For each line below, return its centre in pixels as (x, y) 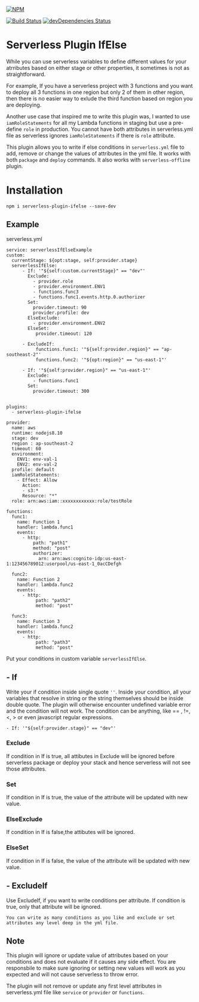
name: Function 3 (39, 621)
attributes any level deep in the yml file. (62, 923)
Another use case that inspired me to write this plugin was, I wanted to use (98, 116)
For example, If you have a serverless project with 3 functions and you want (99, 85)
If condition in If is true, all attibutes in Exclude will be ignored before (91, 756)
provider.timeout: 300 (61, 391)
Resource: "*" (40, 496)
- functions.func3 (56, 292)
